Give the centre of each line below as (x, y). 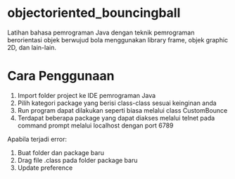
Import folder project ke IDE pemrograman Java (87, 95)
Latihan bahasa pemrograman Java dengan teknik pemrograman (101, 32)
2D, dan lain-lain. (32, 47)
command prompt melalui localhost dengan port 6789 (95, 125)
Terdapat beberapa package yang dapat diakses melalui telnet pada (116, 118)
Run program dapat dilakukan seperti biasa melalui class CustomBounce (122, 110)
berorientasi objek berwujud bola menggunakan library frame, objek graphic (118, 39)
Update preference (45, 168)
